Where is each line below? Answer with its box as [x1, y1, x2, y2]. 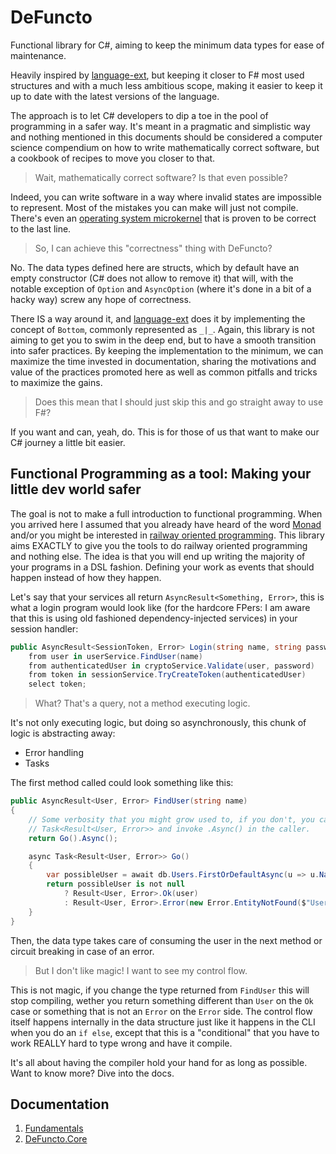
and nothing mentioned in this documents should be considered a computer [10, 131, 323, 143]
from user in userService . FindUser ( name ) [28, 651, 203, 661]
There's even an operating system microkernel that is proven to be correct [10, 212, 317, 224]
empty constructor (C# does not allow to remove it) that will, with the [10, 272, 294, 284]
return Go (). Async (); [28, 833, 118, 843]
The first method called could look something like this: [10, 777, 234, 789]
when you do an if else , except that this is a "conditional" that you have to [10, 1026, 320, 1038]
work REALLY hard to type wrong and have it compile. [10, 1037, 233, 1049]
